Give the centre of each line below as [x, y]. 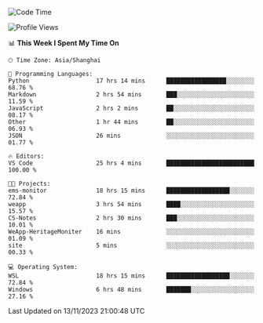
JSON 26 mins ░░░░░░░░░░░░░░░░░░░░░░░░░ [131, 136]
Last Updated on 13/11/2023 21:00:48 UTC [77, 311]
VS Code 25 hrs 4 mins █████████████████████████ [131, 163]
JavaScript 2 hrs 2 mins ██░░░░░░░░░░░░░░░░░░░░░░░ [131, 108]
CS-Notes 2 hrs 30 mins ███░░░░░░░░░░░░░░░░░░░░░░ [131, 218]
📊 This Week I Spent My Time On [64, 43]
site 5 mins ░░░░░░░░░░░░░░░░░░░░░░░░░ [131, 245]
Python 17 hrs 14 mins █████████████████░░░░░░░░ [131, 81]
